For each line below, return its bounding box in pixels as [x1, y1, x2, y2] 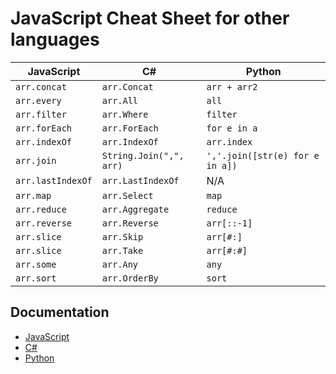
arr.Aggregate [101, 203, 170, 215]
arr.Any [101, 258, 139, 270]
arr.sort [15, 272, 57, 284]
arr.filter [15, 108, 67, 120]
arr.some [15, 258, 57, 270]
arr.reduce [15, 203, 67, 215]
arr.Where [101, 108, 149, 120]
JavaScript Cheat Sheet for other [10, 7, 290, 30]
